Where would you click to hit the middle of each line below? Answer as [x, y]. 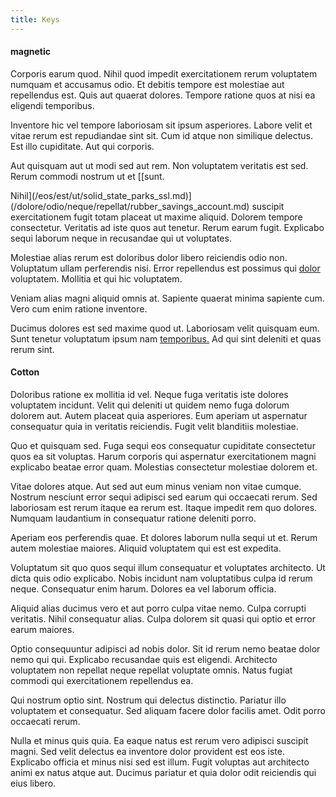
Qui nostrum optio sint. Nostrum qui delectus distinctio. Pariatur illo [148, 700]
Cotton [25, 372]
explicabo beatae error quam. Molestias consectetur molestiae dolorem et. [164, 467]
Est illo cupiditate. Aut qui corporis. [82, 146]
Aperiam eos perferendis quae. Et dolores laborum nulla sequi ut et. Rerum [164, 538]
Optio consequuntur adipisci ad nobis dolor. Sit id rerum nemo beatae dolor [165, 649]
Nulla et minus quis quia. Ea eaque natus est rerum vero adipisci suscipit [159, 741]
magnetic [30, 52]
